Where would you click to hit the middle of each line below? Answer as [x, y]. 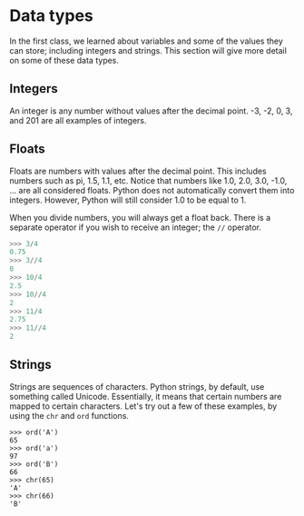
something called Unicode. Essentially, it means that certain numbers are [146, 396]
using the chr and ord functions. [69, 415]
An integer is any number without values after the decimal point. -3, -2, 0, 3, [151, 111]
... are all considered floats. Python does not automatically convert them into [152, 190]
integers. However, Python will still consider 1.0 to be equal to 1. [128, 200]
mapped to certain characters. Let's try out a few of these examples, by [143, 406]
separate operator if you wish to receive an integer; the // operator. [135, 227]
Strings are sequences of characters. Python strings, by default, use [137, 386]
